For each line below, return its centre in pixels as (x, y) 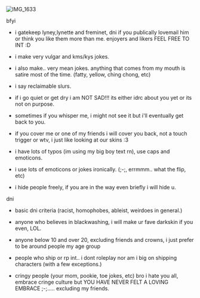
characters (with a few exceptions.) (58, 264)
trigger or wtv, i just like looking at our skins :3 (72, 140)
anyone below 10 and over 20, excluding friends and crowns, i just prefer (104, 240)
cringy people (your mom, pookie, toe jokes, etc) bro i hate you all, (96, 276)
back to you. (30, 122)
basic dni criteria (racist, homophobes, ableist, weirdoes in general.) (99, 210)
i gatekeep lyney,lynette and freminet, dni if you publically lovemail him (102, 32)
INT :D (23, 45)
